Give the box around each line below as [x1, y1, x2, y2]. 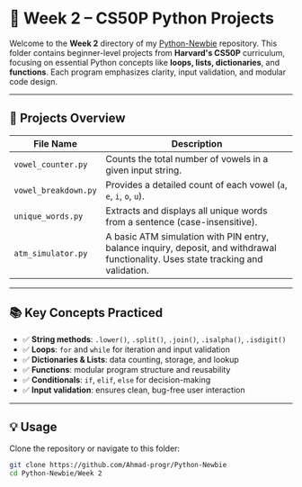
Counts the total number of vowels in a [105, 152, 269, 165]
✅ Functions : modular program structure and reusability [22, 364, 231, 374]
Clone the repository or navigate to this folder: [9, 443, 181, 454]
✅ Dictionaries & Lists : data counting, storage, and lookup [22, 354, 240, 365]
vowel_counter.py [13, 159, 88, 169]
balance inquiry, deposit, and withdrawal [105, 241, 277, 254]
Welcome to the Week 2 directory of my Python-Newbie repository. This [9, 38, 278, 49]
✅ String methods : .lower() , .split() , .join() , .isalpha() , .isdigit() [22, 333, 287, 345]
